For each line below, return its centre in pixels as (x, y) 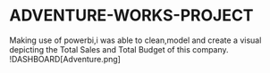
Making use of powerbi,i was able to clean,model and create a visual (135, 40)
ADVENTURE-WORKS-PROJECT (131, 16)
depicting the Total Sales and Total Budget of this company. (119, 49)
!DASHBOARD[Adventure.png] (65, 59)
